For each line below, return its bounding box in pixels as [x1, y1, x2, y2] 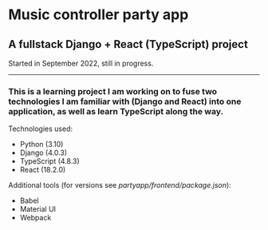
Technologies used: [8, 124, 73, 133]
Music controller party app [8, 6, 189, 24]
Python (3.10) [19, 140, 64, 149]
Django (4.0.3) [19, 148, 68, 157]
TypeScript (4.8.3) [19, 157, 80, 166]
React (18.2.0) [19, 165, 66, 175]
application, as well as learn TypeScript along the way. [8, 105, 224, 117]
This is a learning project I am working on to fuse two [8, 85, 218, 97]
